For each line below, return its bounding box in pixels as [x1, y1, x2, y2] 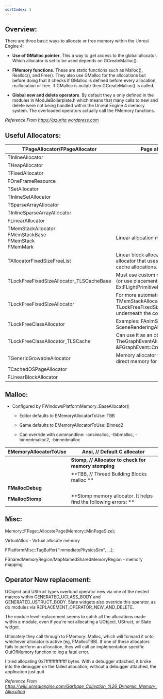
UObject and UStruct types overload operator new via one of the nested [5, 588, 149, 594]
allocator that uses [115, 258, 159, 264]
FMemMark [7, 244, 34, 250]
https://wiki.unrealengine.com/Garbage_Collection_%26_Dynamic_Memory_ [5, 683, 157, 689]
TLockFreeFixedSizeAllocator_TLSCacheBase [7, 278, 112, 284]
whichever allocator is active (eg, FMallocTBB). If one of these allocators [5, 639, 150, 644]
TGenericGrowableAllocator [7, 355, 71, 362]
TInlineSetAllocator [7, 193, 51, 200]
